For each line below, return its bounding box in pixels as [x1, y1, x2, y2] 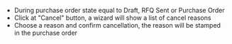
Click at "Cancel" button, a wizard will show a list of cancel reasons [13, 13, 211, 22]
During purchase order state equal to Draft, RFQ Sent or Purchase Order [13, 6, 225, 14]
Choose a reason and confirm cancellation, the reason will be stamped [13, 21, 221, 29]
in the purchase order [13, 28, 78, 37]
